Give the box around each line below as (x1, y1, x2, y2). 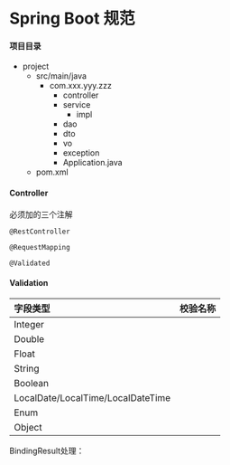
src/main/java (35, 71, 87, 81)
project (22, 61, 50, 72)
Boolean (14, 376, 50, 389)
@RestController (9, 227, 70, 236)
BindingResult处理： (9, 445, 85, 456)
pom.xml (35, 166, 69, 177)
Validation (9, 278, 49, 289)
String (14, 362, 40, 375)
